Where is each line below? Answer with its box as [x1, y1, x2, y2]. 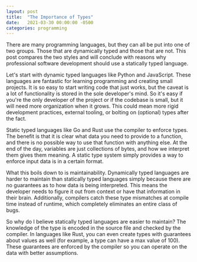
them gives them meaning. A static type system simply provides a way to [6, 151, 184, 159]
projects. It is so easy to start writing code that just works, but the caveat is [6, 84, 189, 91]
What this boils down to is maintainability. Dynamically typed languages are [6, 169, 189, 177]
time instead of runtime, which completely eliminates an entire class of [6, 201, 178, 208]
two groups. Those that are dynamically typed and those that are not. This [6, 48, 186, 55]
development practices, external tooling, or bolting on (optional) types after [6, 109, 189, 116]
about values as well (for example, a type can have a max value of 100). [6, 237, 180, 244]
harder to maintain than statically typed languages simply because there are [6, 175, 191, 183]
